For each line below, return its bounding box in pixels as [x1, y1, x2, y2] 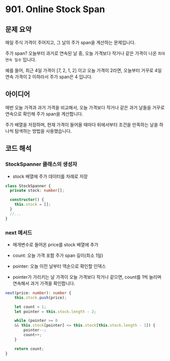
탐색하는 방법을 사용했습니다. [14, 128, 72, 134]
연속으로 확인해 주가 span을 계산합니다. [5, 111, 84, 117]
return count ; [14, 346, 44, 351]
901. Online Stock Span [5, 4, 105, 15]
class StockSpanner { [5, 183, 51, 188]
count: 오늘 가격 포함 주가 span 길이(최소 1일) [12, 252, 104, 258]
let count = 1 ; [14, 304, 47, 309]
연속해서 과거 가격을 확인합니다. [12, 280, 75, 286]
